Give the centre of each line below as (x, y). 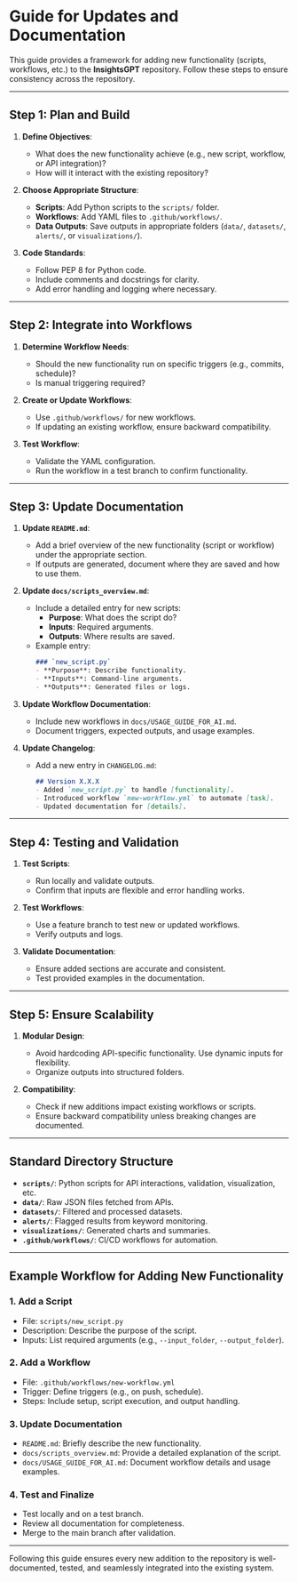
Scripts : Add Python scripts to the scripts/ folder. (127, 207)
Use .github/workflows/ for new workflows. (116, 417)
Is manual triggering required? (90, 382)
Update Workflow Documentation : (86, 703)
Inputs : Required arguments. (101, 627)
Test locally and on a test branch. (83, 1514)
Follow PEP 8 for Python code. (90, 269)
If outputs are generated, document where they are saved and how (157, 564)
